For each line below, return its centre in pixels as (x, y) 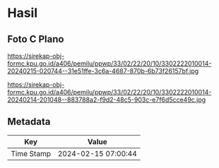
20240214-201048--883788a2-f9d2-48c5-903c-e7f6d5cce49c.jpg (107, 100)
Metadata (29, 122)
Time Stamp (31, 153)
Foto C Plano (36, 39)
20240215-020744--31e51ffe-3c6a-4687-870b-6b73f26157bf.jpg (103, 71)
